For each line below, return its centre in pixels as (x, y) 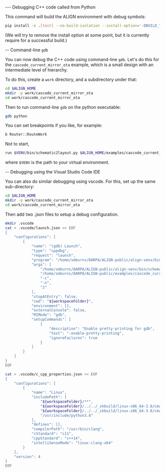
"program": (42, 260)
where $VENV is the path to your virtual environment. (57, 163)
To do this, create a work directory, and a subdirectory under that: (71, 79)
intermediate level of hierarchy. (36, 70)
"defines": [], (47, 425)
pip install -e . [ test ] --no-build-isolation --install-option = (72, 26)
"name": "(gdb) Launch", (57, 246)
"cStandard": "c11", (52, 434)
